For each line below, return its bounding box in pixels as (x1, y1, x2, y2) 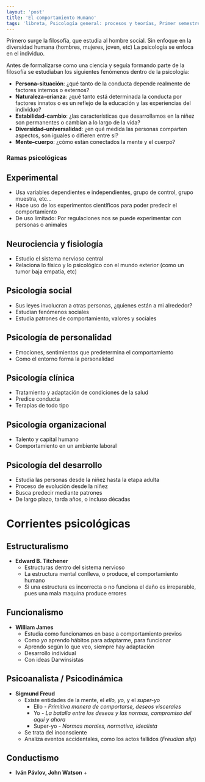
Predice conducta (15, 395, 60, 403)
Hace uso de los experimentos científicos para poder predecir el (15, 202, 178, 209)
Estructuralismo (6, 541, 69, 551)
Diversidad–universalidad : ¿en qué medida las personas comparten (15, 126, 187, 133)
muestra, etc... (15, 195, 52, 203)
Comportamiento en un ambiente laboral (15, 442, 117, 450)
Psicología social (6, 285, 72, 296)
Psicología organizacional (6, 419, 107, 430)
